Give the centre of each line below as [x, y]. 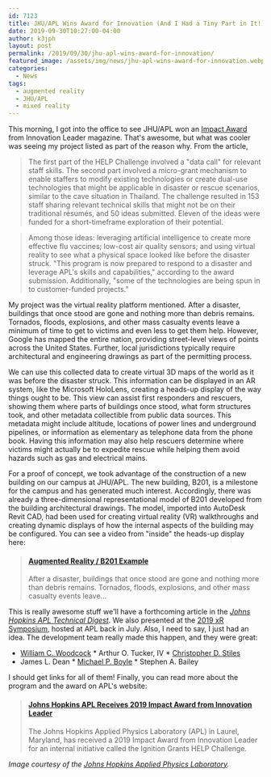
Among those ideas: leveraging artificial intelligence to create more [140, 238]
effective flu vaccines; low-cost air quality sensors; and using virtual [142, 247]
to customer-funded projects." [78, 289]
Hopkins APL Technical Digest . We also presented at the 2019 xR [116, 620]
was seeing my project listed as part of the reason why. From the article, [128, 146]
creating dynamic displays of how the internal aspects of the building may [131, 526]
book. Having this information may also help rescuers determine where [126, 441]
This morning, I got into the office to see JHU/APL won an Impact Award [128, 129]
